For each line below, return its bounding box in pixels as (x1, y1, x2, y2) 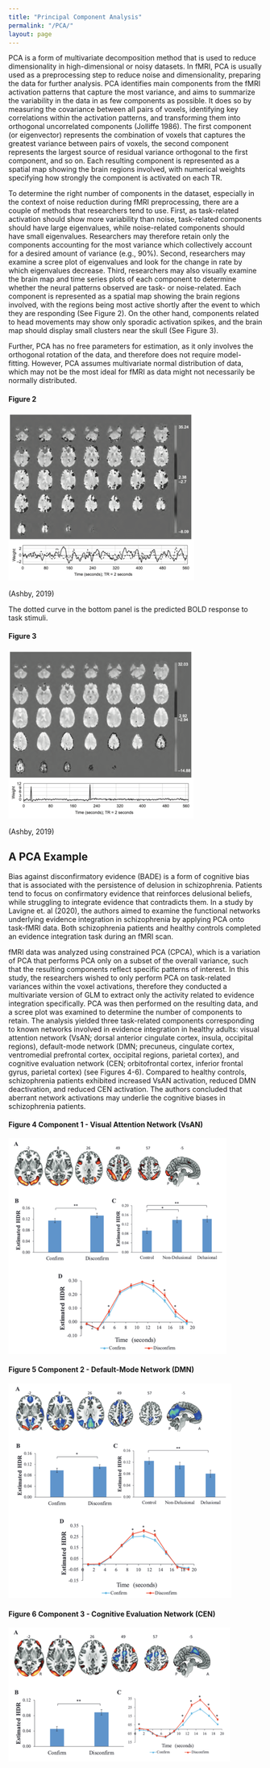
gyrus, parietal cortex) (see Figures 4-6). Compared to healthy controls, (8, 1067, 247, 1077)
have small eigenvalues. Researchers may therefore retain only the (8, 231, 230, 241)
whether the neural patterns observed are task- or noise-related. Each (8, 283, 242, 293)
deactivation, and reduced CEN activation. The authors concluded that (8, 1084, 243, 1094)
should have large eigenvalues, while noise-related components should (8, 223, 245, 233)
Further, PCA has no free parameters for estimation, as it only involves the (8, 341, 254, 351)
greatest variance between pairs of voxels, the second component (8, 139, 229, 148)
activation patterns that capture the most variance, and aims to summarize (8, 87, 255, 97)
